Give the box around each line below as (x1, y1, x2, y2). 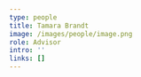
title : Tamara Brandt (9, 21, 90, 30)
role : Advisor (9, 37, 62, 47)
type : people (9, 12, 58, 22)
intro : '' (9, 46, 46, 55)
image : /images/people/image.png (9, 29, 133, 38)
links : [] (9, 54, 46, 63)
